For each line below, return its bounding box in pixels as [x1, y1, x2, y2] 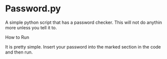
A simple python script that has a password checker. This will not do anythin [5, 19, 162, 25]
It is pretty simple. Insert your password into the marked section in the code [5, 44, 161, 50]
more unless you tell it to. [5, 24, 57, 30]
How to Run [5, 34, 29, 40]
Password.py [5, 3, 61, 14]
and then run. [5, 49, 33, 55]
